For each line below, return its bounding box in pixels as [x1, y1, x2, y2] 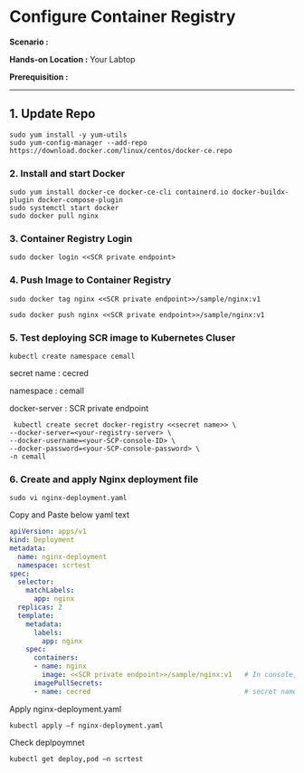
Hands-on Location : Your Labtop [9, 53, 136, 64]
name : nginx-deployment [17, 552, 107, 561]
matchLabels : [25, 586, 75, 595]
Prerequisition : [9, 71, 69, 82]
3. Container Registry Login [9, 232, 133, 245]
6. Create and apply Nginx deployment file [9, 473, 199, 486]
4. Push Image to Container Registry [9, 274, 172, 286]
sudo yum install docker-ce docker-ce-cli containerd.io [9, 188, 229, 197]
